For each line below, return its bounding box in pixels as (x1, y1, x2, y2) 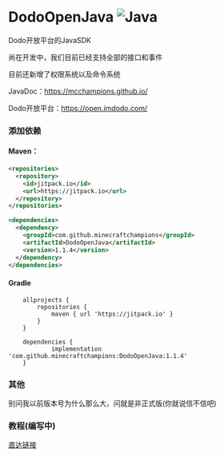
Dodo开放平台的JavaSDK (8, 35, 92, 45)
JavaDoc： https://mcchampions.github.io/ (8, 86, 148, 96)
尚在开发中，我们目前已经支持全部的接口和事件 (8, 52, 162, 62)
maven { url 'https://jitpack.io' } (50, 310, 174, 318)
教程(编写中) (8, 420, 56, 431)
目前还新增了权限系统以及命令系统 (8, 69, 121, 79)
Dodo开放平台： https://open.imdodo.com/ (8, 103, 148, 113)
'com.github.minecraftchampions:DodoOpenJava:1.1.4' (8, 352, 188, 360)
